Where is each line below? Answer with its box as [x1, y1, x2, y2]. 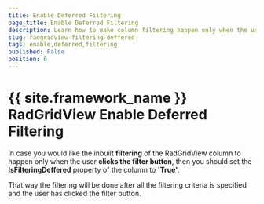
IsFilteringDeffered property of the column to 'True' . [8, 165, 180, 174]
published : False [8, 48, 65, 56]
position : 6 [8, 56, 47, 64]
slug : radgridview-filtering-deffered [8, 33, 135, 42]
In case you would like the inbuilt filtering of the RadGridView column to [8, 148, 241, 158]
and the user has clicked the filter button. [8, 188, 141, 198]
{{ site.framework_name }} [8, 89, 188, 107]
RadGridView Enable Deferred [8, 106, 208, 124]
